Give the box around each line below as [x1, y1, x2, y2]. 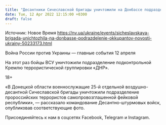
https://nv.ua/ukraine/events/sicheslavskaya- [57, 30, 149, 36]
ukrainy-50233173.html [5, 41, 52, 46]
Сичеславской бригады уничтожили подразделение [29, 89, 139, 95]
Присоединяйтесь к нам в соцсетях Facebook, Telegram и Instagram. [5, 115, 150, 121]
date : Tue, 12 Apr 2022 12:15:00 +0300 [5, 12, 87, 17]
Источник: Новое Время [5, 30, 56, 36]
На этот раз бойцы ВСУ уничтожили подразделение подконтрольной [5, 60, 152, 66]
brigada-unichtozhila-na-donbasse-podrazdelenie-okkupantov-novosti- [5, 35, 152, 41]
